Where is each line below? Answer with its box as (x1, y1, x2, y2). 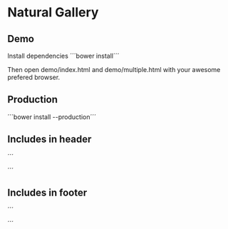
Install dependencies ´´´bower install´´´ (7, 51, 120, 60)
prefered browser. (7, 73, 61, 81)
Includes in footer (7, 187, 88, 199)
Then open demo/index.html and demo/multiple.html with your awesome (7, 66, 221, 73)
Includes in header (7, 133, 92, 146)
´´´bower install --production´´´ (7, 112, 97, 121)
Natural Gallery (7, 4, 99, 21)
